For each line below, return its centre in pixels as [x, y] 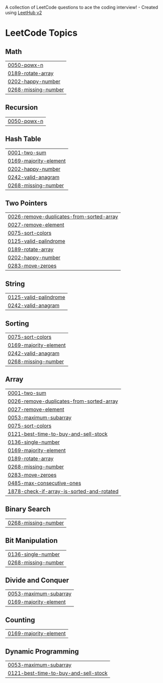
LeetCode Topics [42, 33]
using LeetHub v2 [24, 13]
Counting [20, 620]
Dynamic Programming [42, 651]
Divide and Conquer [37, 580]
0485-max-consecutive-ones [45, 483]
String [15, 284]
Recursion [22, 108]
